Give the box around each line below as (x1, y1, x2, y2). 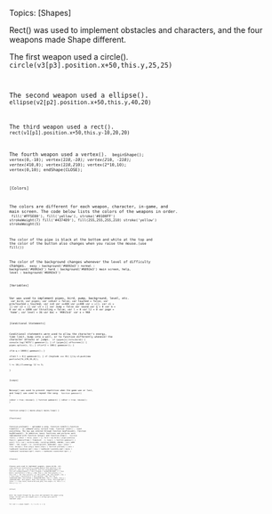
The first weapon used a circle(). (9, 52, 129, 61)
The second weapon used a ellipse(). (9, 91, 149, 100)
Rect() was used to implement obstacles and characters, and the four (9, 25, 263, 35)
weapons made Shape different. (9, 35, 127, 45)
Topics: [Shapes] (9, 8, 72, 18)
